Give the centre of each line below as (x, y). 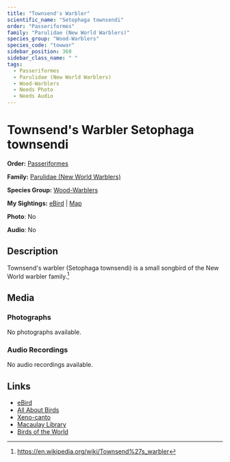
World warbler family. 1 (38, 276)
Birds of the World (42, 432)
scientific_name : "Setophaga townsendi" (66, 20)
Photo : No (22, 216)
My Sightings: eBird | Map (44, 203)
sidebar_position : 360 (39, 52)
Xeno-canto (34, 418)
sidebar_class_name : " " (42, 58)
